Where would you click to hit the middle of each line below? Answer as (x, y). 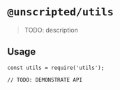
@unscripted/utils (60, 12)
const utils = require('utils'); (56, 68)
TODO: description (51, 30)
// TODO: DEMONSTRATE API (45, 80)
